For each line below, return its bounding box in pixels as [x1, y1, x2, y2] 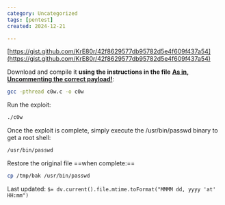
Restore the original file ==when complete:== [7, 159, 135, 167]
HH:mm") [7, 192, 29, 199]
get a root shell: [7, 134, 51, 142]
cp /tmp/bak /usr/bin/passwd [7, 172, 90, 179]
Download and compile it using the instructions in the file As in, [7, 68, 189, 76]
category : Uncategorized [7, 10, 78, 17]
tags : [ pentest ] [7, 16, 53, 23]
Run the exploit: [7, 100, 51, 109]
